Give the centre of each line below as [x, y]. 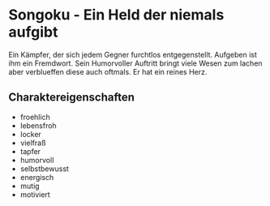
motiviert [35, 194]
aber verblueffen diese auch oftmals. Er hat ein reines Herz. [108, 71]
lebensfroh [38, 125]
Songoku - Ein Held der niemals [116, 15]
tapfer [30, 151]
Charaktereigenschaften [72, 98]
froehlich [35, 117]
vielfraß [33, 143]
